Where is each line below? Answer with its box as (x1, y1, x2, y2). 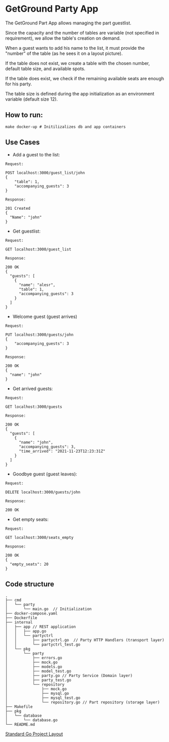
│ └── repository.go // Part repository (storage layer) (5, 700, 160, 705)
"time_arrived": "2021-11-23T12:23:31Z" (18, 448, 106, 454)
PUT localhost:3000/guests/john (5, 332, 74, 337)
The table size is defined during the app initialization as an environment (5, 90, 155, 96)
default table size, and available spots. (5, 66, 85, 72)
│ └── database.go (5, 718, 58, 723)
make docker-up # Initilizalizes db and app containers (5, 124, 126, 130)
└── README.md (5, 722, 36, 727)
